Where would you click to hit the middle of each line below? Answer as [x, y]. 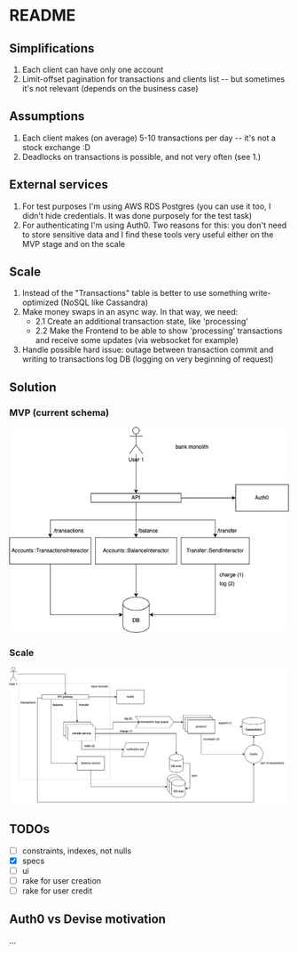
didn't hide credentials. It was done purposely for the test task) [137, 215]
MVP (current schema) [59, 412]
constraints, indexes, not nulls [76, 851]
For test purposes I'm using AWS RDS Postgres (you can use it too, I [146, 206]
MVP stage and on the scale [74, 244]
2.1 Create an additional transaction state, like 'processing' [141, 322]
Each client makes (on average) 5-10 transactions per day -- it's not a [149, 138]
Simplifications [52, 48]
